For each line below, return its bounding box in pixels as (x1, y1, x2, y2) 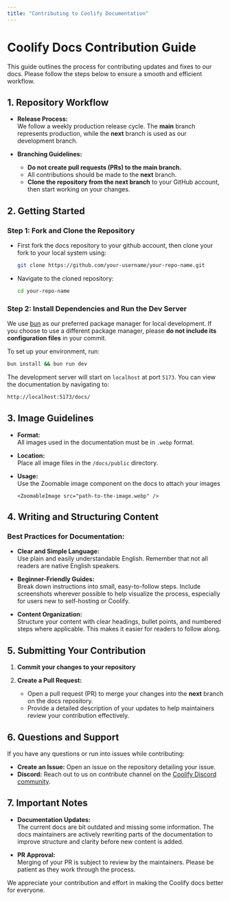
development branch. (16, 137, 78, 145)
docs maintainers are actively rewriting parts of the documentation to (16, 830, 213, 838)
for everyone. (7, 886, 45, 894)
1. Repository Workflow (7, 97, 109, 108)
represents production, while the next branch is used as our (16, 130, 187, 138)
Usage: (16, 471, 38, 480)
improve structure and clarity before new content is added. (16, 837, 184, 845)
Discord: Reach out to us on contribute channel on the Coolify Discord (16, 770, 217, 778)
